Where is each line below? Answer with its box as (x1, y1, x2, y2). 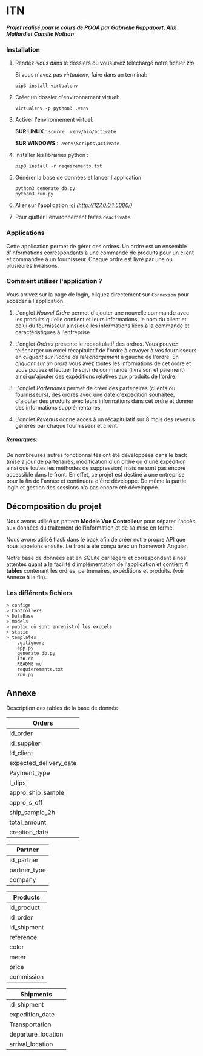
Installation (6, 45, 41, 54)
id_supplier (9, 739, 41, 747)
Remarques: (6, 436, 38, 443)
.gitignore (17, 640, 45, 646)
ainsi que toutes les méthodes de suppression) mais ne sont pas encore (6, 464, 186, 472)
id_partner (9, 856, 39, 864)
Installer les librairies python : (15, 152, 89, 159)
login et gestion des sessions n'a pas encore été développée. (6, 483, 159, 491)
